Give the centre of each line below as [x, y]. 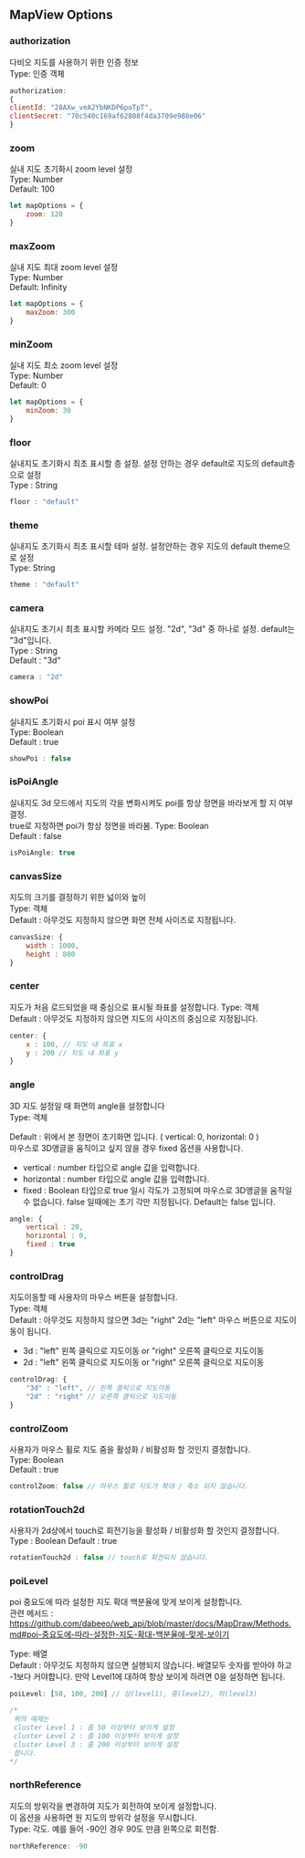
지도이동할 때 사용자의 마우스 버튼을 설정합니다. [94, 1297]
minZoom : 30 [48, 411]
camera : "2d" [37, 677]
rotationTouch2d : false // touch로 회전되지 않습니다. [110, 1558]
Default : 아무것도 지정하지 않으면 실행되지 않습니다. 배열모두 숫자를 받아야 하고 [151, 1665]
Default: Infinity [38, 288]
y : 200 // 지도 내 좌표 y [72, 1053]
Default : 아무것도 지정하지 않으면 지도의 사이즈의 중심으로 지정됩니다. [134, 1018]
